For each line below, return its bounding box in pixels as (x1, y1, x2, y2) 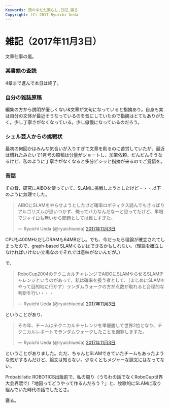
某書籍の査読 (5, 67, 37, 74)
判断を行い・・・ (17, 289, 54, 296)
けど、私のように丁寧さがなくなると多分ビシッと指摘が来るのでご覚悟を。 (9, 158, 165, 164)
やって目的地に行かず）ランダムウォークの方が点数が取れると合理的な (17, 283, 165, 289)
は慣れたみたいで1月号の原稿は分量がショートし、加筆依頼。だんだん (5, 152, 150, 158)
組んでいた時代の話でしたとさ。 (5, 386, 72, 392)
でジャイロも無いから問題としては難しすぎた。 (17, 215, 116, 221)
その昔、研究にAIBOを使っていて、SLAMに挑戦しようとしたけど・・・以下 (5, 185, 161, 191)
